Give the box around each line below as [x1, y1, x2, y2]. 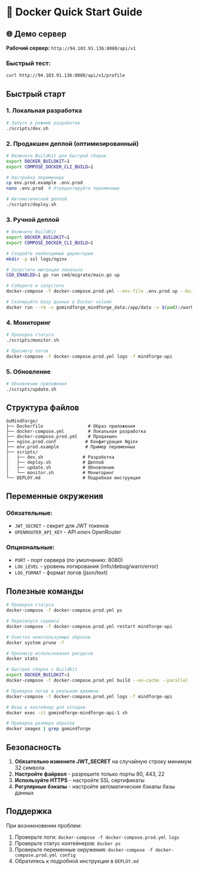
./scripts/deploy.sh [6, 202, 57, 208]
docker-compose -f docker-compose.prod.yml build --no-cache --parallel [6, 678, 189, 683]
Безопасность [6, 742, 61, 752]
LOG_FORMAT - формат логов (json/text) [14, 569, 108, 576]
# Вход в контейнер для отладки [6, 704, 85, 710]
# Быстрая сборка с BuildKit [6, 666, 78, 672]
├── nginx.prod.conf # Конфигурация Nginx [6, 439, 138, 445]
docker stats [6, 656, 38, 662]
